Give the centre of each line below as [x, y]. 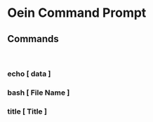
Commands [33, 39]
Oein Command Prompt [77, 13]
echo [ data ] [29, 74]
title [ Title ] [27, 111]
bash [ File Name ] [39, 93]
